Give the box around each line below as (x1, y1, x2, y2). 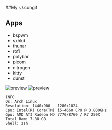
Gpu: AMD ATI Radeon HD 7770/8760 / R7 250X (5, 112, 100, 117)
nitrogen (12, 64, 30, 70)
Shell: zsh (5, 121, 28, 126)
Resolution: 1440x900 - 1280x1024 (5, 103, 78, 108)
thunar (12, 43, 27, 49)
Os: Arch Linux (5, 99, 37, 104)
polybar (12, 53, 29, 59)
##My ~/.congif (5, 5, 38, 10)
